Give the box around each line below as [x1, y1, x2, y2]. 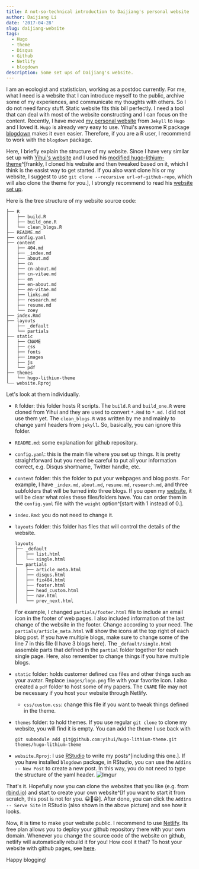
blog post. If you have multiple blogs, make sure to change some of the [14, 634, 188, 641]
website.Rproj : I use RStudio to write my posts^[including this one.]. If [14, 752, 185, 760]
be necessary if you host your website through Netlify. [14, 689, 147, 697]
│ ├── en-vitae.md [6, 286, 57, 293]
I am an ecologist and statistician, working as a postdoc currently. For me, [6, 86, 187, 93]
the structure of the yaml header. [14, 771, 95, 779]
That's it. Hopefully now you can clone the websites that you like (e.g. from [6, 783, 190, 790]
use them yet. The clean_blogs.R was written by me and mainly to [14, 415, 176, 422]
